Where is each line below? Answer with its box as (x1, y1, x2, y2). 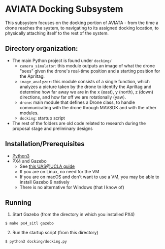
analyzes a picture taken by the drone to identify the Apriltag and (19, 84, 152, 90)
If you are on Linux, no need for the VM (19, 168, 99, 174)
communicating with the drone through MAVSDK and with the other (19, 104, 157, 110)
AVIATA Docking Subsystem (5, 3, 123, 15)
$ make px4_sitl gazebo (5, 221, 54, 226)
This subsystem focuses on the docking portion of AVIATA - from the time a (5, 20, 159, 26)
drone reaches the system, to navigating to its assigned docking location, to (5, 25, 159, 31)
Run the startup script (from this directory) (12, 230, 99, 236)
